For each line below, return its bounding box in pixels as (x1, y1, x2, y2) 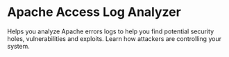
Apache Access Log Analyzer (7, 4, 182, 20)
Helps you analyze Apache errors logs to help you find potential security (7, 27, 214, 35)
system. (7, 42, 30, 50)
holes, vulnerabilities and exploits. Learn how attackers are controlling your (7, 34, 222, 42)
